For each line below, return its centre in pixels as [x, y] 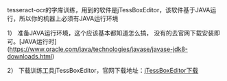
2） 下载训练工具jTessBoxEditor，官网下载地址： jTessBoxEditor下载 [103, 70]
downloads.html [30, 56]
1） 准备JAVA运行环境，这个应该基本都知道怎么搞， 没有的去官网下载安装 [111, 33]
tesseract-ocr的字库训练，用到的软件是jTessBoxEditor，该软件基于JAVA [109, 10]
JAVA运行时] [39, 42]
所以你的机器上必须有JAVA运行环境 [69, 18]
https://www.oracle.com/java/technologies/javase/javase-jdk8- [99, 49]
